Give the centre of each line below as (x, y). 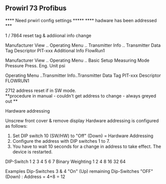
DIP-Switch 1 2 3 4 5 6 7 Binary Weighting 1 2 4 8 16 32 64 (65, 161)
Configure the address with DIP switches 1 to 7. (61, 141)
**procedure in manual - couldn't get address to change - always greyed (81, 96)
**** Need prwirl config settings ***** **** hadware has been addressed (81, 20)
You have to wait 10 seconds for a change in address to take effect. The (87, 146)
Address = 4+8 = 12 (45, 176)
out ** (12, 101)
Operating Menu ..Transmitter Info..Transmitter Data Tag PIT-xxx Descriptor (83, 75)
